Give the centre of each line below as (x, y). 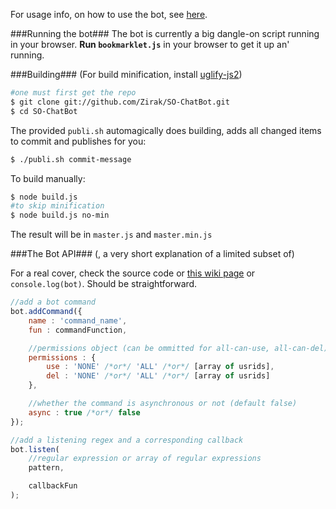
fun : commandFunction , (78, 330)
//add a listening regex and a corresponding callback (127, 440)
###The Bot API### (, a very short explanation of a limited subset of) (152, 254)
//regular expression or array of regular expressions (145, 459)
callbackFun (53, 486)
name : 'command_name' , (78, 320)
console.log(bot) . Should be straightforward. (104, 284)
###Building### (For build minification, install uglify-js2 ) (126, 74)
